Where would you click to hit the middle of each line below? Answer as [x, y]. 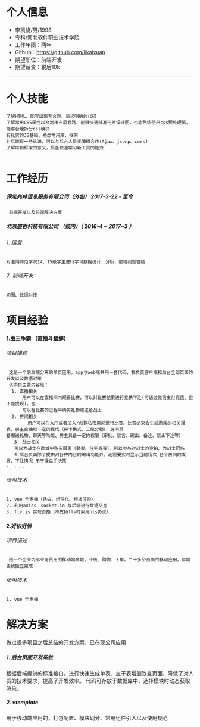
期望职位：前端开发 [38, 60]
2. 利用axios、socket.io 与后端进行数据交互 [57, 506]
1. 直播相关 [24, 391]
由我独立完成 [20, 566]
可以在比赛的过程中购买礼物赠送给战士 [62, 410]
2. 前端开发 [20, 276]
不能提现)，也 [21, 404]
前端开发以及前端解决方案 [35, 213]
